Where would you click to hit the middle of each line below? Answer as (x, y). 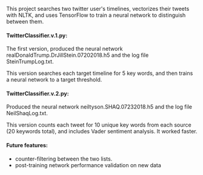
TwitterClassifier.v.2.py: (38, 94)
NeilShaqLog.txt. (27, 113)
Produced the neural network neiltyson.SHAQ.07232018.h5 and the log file (99, 107)
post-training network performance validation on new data (88, 165)
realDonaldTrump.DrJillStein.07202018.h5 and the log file (78, 55)
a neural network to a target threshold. (54, 80)
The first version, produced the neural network (65, 49)
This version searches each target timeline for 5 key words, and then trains (100, 73)
